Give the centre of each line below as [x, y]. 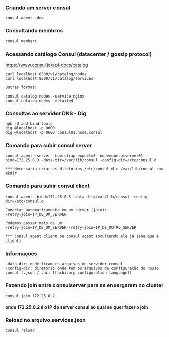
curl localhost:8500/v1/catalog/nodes [46, 74]
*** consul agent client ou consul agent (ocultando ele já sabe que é [82, 236]
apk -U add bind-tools [29, 124]
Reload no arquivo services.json [45, 320]
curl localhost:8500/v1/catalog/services [49, 78]
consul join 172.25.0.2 [30, 296]
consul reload [20, 331]
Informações [21, 253]
